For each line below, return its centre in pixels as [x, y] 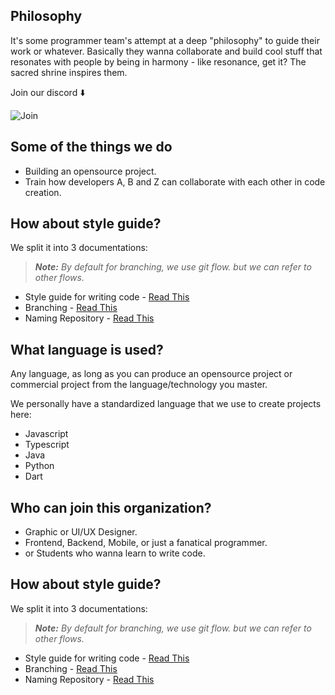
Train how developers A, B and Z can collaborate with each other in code [175, 181]
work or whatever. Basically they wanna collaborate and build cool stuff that [166, 51]
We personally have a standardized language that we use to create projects [166, 404]
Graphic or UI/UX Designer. [81, 532]
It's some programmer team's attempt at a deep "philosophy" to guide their [165, 40]
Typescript [47, 445]
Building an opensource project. [90, 171]
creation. [43, 192]
